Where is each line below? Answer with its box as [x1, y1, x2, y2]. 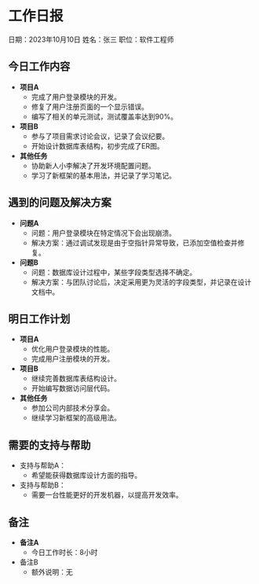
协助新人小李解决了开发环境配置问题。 [31, 160, 155, 170]
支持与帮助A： [19, 461, 67, 470]
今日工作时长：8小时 [31, 548, 98, 556]
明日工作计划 [8, 312, 71, 325]
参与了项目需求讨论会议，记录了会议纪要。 [31, 131, 170, 141]
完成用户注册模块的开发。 [31, 354, 115, 364]
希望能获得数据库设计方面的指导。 [31, 471, 142, 480]
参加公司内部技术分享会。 [31, 403, 115, 413]
